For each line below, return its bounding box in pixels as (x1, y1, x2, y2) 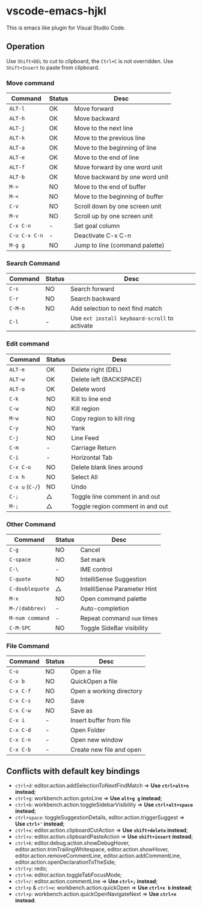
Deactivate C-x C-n (74, 231, 131, 240)
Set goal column (74, 222, 120, 230)
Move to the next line (74, 124, 133, 133)
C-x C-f (9, 688, 31, 695)
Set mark (80, 555, 106, 564)
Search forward (70, 285, 114, 293)
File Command (6, 642, 50, 650)
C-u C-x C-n (9, 233, 44, 239)
